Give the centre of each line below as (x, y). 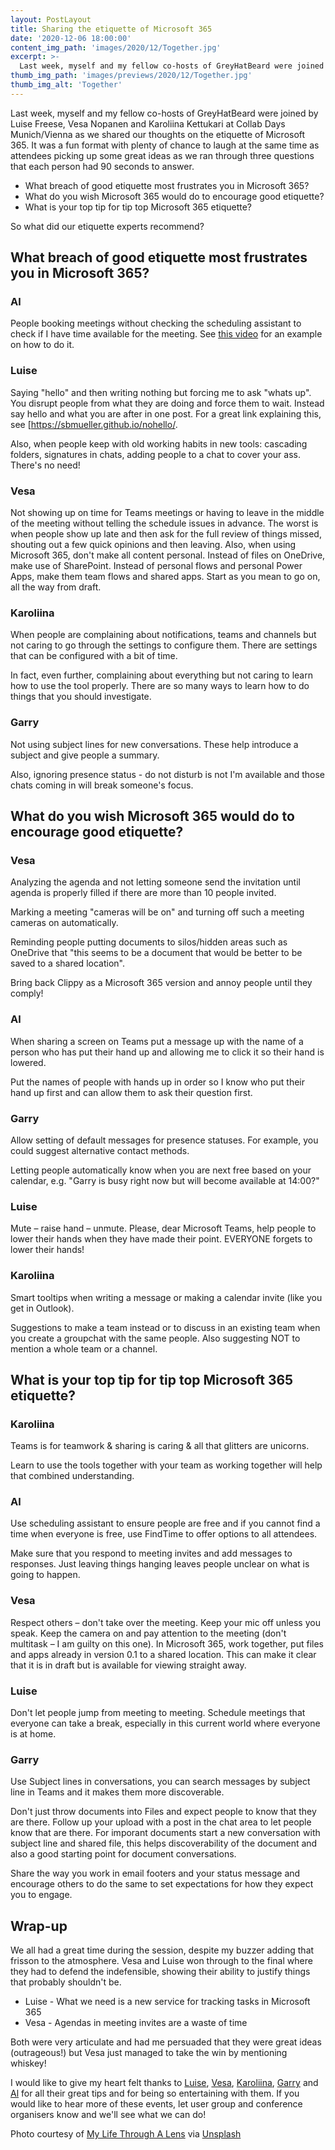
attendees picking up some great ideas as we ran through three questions (162, 155)
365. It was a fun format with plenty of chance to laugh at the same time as (165, 145)
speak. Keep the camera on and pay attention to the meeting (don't (148, 1633)
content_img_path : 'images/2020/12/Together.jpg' (116, 47)
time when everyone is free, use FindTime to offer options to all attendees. (164, 1534)
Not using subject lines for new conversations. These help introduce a (154, 744)
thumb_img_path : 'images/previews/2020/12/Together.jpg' (131, 76)
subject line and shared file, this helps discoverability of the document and (164, 1843)
